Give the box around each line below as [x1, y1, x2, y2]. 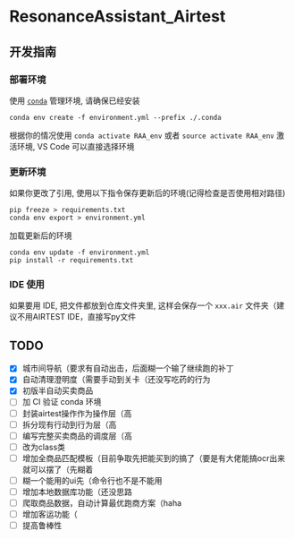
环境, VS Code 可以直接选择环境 [16, 141, 135, 151]
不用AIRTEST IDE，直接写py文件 [16, 312, 137, 322]
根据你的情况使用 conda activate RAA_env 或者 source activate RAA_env [9, 130, 274, 141]
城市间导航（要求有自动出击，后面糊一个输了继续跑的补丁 [21, 363, 234, 373]
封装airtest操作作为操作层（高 [21, 407, 132, 418]
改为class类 [21, 441, 65, 452]
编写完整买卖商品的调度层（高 [21, 430, 132, 441]
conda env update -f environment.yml [9, 248, 150, 257]
